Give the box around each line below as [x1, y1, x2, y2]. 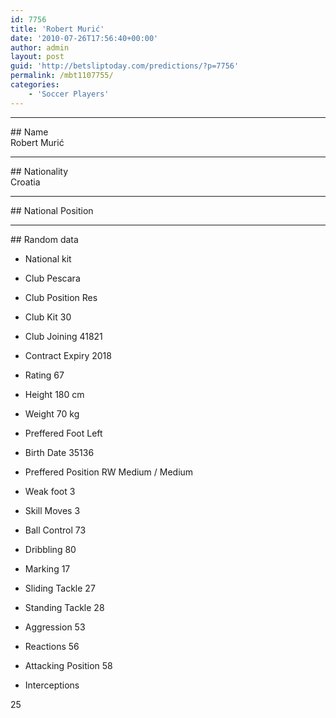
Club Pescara [24, 272, 81, 284]
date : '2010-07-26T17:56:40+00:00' [10, 33, 159, 43]
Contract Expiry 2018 [24, 349, 112, 361]
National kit [24, 252, 72, 265]
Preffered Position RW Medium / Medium [24, 466, 194, 478]
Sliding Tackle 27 [24, 582, 96, 594]
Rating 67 [24, 369, 65, 381]
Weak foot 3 [24, 485, 76, 497]
